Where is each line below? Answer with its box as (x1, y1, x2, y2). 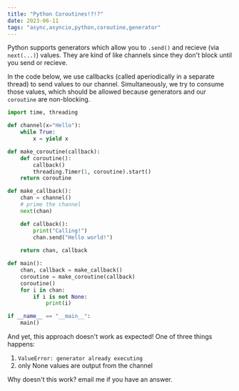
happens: (7, 340, 36, 348)
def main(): (7, 260, 43, 267)
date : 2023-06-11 (7, 17, 59, 24)
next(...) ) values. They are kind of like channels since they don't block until (7, 51, 233, 59)
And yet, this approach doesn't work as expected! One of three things (7, 332, 213, 340)
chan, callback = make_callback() (20, 267, 123, 274)
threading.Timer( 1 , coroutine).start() (33, 168, 152, 175)
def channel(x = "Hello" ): (7, 122, 81, 129)
